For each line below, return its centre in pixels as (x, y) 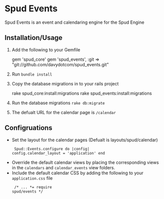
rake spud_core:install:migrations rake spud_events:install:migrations (82, 93)
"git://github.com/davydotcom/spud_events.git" (60, 64)
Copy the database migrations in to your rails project (65, 83)
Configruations (28, 128)
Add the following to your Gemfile (46, 49)
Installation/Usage (34, 38)
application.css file (32, 178)
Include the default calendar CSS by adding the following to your (78, 173)
